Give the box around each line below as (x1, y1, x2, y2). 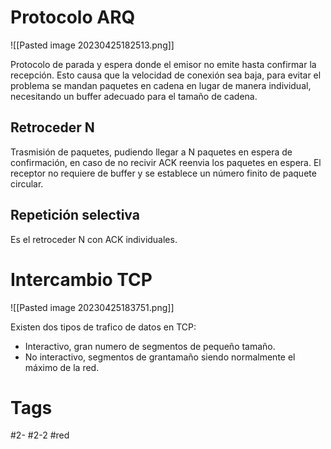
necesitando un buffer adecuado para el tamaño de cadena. (10, 90, 258, 102)
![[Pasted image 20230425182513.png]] (10, 39, 175, 51)
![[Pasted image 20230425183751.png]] (10, 301, 175, 313)
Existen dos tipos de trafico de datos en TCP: (10, 321, 197, 333)
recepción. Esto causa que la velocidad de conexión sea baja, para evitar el (10, 69, 322, 81)
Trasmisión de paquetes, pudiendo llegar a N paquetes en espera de (10, 146, 293, 158)
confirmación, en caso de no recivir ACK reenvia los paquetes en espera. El (10, 156, 322, 168)
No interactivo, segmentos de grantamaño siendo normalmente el (24, 351, 296, 363)
